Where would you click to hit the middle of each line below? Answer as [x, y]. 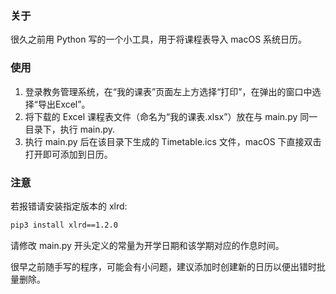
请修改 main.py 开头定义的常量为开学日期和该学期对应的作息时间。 [147, 245]
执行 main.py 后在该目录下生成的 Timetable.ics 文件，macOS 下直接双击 [173, 141]
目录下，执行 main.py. [70, 129]
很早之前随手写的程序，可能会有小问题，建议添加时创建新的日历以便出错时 [163, 266]
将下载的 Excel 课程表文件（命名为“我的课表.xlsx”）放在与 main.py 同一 [171, 116]
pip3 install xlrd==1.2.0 [64, 225]
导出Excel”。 [64, 104]
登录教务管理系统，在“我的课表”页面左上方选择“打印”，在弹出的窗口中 [168, 91]
